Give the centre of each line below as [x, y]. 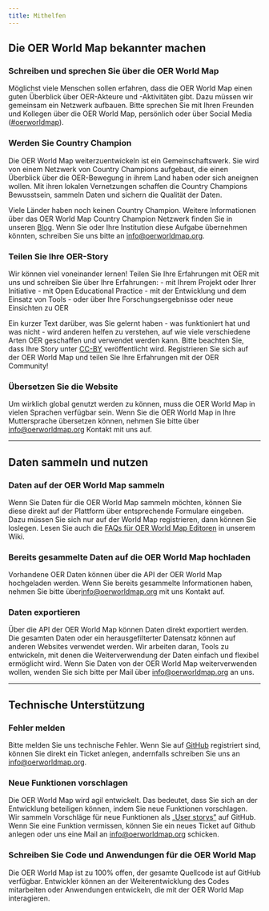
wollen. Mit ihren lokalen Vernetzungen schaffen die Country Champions [128, 186]
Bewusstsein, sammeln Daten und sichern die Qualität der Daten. [115, 195]
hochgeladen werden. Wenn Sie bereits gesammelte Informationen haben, [131, 583]
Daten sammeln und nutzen [78, 462]
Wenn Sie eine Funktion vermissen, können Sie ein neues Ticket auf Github [132, 826]
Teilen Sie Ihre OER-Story [58, 256]
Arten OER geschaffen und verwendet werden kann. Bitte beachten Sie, [126, 340]
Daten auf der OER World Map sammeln [87, 485]
